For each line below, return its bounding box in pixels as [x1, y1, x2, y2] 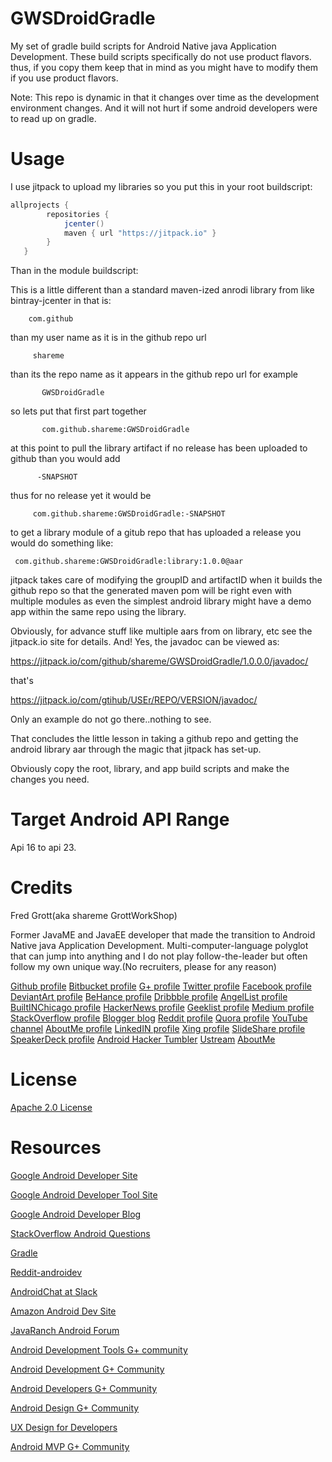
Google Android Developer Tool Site [10, 1188, 158, 1201]
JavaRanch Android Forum [10, 1324, 120, 1336]
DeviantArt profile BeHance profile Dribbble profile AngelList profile [10, 991, 288, 1002]
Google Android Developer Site [10, 1169, 138, 1181]
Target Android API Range [10, 808, 230, 831]
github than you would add [10, 453, 121, 465]
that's [10, 675, 34, 687]
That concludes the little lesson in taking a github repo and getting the [10, 733, 299, 745]
